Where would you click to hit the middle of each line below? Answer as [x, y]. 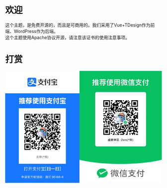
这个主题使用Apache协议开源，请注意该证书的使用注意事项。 [68, 37]
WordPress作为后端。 [36, 31]
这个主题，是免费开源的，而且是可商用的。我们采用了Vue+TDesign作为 [78, 25]
